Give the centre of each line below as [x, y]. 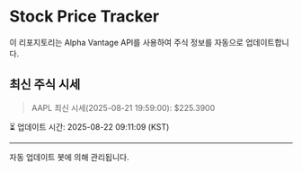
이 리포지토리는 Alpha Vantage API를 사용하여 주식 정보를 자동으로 [127, 42]
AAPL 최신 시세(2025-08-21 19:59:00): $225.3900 [123, 107]
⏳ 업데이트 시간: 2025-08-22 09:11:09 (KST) [89, 126]
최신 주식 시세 [45, 85]
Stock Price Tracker [84, 17]
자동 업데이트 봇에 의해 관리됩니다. [69, 157]
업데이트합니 [267, 42]
